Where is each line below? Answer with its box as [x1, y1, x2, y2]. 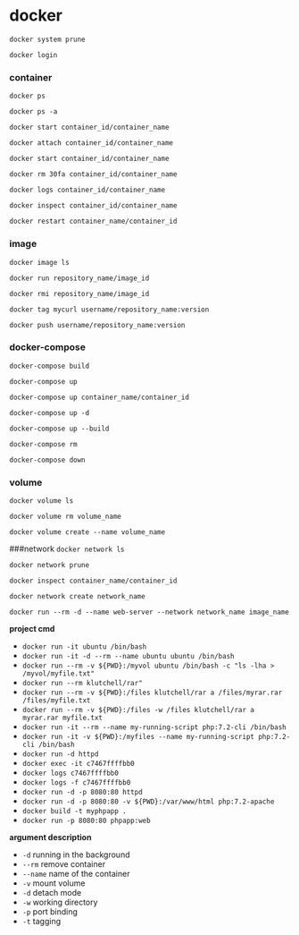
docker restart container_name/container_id [9, 217, 178, 226]
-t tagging [21, 916, 61, 927]
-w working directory [21, 897, 98, 908]
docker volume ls [9, 497, 74, 506]
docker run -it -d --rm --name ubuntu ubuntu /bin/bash [21, 652, 235, 661]
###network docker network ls [9, 543, 125, 555]
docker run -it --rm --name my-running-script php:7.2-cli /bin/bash [21, 723, 287, 732]
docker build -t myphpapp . [21, 807, 127, 816]
